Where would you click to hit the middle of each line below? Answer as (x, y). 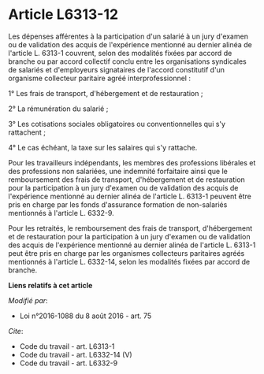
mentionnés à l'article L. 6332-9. (61, 213)
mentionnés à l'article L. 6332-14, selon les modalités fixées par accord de (129, 261)
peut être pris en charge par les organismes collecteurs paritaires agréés (126, 253)
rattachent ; (27, 132)
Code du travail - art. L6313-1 (67, 346)
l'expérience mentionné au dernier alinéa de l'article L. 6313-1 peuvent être (130, 196)
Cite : (16, 331)
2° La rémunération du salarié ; (58, 109)
